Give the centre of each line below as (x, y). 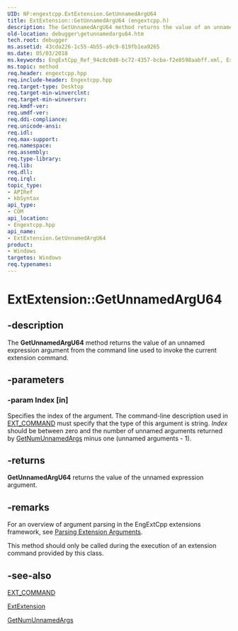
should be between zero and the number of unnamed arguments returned (115, 430)
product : (20, 245)
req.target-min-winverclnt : (49, 93)
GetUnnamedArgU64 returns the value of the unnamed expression (106, 478)
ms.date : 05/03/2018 (38, 54)
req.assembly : (28, 152)
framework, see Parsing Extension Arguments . (75, 532)
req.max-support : (33, 139)
